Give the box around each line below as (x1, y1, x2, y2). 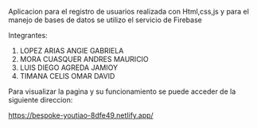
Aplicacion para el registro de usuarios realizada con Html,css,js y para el (8, 7, 249, 16)
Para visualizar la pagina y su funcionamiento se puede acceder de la (8, 87, 236, 96)
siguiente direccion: (8, 95, 73, 104)
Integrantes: (8, 31, 48, 40)
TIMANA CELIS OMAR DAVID (19, 72, 115, 80)
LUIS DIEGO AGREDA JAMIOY (19, 63, 118, 72)
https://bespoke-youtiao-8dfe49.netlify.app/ (8, 111, 154, 120)
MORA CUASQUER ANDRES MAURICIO (19, 55, 149, 64)
